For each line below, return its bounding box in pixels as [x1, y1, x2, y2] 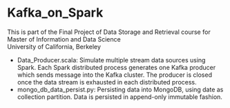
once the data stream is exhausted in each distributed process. [17, 78, 197, 86]
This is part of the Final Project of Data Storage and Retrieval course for [7, 28, 211, 36]
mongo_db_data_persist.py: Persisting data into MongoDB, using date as [17, 85, 224, 93]
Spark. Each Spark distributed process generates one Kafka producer [17, 63, 216, 71]
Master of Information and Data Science [7, 35, 121, 43]
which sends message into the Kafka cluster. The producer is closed [17, 71, 213, 79]
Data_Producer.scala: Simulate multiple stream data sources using [17, 55, 206, 64]
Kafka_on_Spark [7, 5, 104, 21]
